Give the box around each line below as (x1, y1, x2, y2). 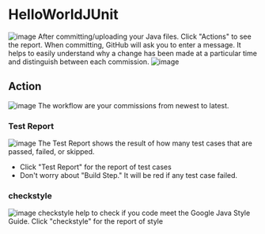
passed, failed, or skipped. (8, 147, 95, 157)
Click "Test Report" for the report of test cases (19, 162, 172, 172)
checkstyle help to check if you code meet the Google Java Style (38, 208, 251, 218)
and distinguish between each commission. (8, 57, 150, 66)
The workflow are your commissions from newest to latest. (38, 100, 229, 110)
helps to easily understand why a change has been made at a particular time (8, 48, 257, 58)
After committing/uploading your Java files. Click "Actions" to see (38, 32, 252, 41)
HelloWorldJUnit (8, 6, 119, 24)
